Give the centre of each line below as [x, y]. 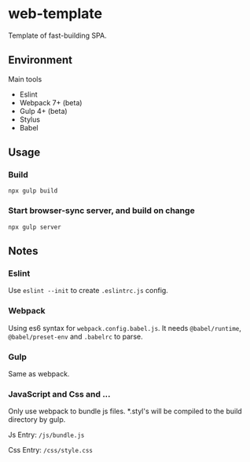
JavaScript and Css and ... [60, 394]
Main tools [25, 79]
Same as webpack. [39, 374]
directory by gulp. [37, 420]
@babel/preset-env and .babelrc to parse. [75, 336]
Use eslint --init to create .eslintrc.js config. [88, 291]
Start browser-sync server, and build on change [101, 211]
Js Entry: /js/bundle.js [46, 435]
